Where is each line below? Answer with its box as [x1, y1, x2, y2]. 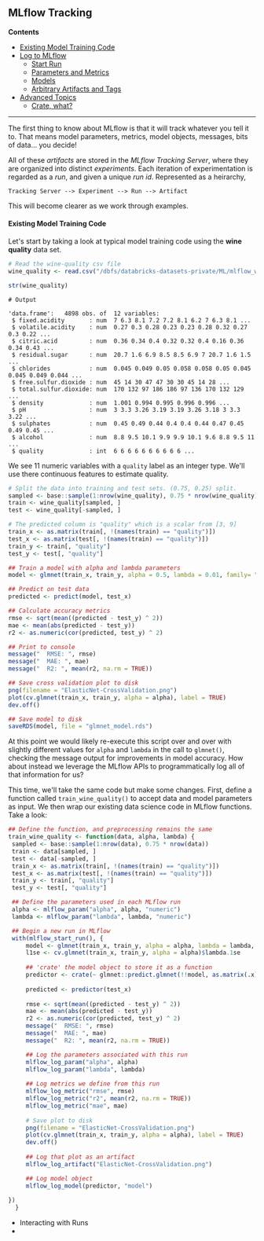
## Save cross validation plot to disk [8, 679, 139, 687]
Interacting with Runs [19, 1218, 89, 1228]
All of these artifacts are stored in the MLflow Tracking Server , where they [8, 155, 249, 164]
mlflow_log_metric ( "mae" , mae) [25, 1102, 128, 1110]
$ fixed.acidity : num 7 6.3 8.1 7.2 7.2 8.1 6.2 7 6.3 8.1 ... [11, 316, 251, 325]
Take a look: [8, 810, 48, 820]
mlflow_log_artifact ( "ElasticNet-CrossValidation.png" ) [25, 1160, 213, 1168]
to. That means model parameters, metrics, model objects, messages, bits [8, 131, 248, 141]
